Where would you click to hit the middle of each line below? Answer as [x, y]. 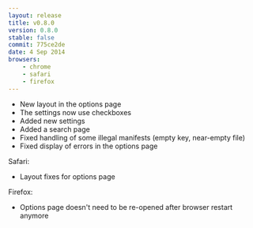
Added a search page [55, 129]
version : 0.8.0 [33, 30]
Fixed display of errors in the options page [89, 146]
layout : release [35, 15]
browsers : [25, 60]
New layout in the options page [70, 104]
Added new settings [52, 121]
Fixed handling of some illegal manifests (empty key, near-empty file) [132, 137]
